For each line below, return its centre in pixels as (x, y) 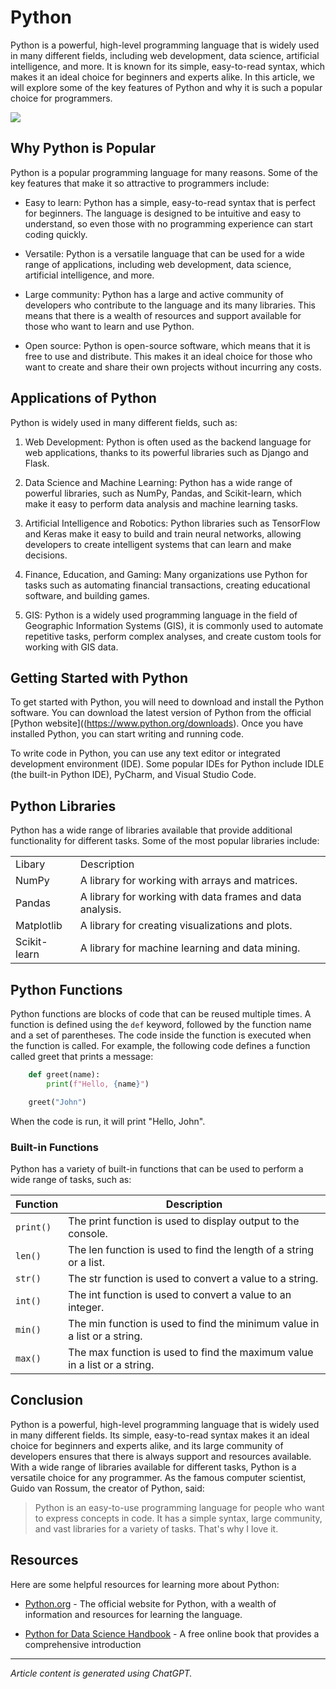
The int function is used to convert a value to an (180, 1294)
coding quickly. (56, 234)
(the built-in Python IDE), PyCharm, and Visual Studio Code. (133, 775)
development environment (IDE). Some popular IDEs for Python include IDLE (167, 764)
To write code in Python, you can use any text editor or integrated (145, 753)
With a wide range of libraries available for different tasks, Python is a (153, 1467)
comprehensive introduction (83, 1644)
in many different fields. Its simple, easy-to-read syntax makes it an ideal (160, 1435)
